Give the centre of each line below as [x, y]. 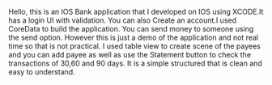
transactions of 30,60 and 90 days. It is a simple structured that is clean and [136, 63]
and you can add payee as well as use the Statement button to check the [130, 55]
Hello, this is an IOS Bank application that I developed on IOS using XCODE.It [136, 12]
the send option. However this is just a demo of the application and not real [134, 37]
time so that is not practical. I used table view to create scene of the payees [134, 46]
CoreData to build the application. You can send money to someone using [131, 29]
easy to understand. [42, 72]
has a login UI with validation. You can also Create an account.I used [123, 20]
